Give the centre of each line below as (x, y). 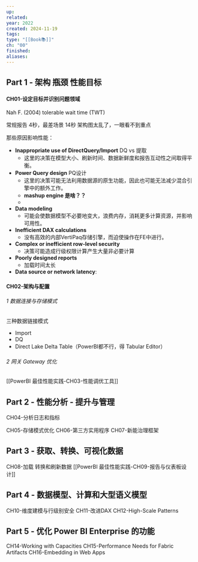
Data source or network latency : (56, 272)
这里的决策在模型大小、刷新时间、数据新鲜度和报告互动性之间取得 (105, 158)
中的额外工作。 (48, 188)
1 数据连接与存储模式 (32, 301)
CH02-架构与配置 (28, 286)
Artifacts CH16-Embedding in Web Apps (56, 552)
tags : (13, 34)
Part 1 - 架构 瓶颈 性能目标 (54, 83)
